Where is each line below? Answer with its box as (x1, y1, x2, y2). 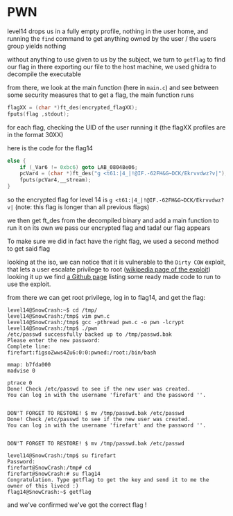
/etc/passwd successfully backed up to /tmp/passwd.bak (7, 331, 172, 338)
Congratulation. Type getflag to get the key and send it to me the (7, 477, 209, 483)
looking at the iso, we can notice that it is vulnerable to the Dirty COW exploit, (7, 258, 226, 267)
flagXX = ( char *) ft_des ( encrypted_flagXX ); (7, 104, 138, 111)
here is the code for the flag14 (7, 143, 94, 152)
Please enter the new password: (7, 337, 101, 344)
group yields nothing (7, 42, 67, 50)
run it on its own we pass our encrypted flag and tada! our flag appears (7, 224, 211, 232)
